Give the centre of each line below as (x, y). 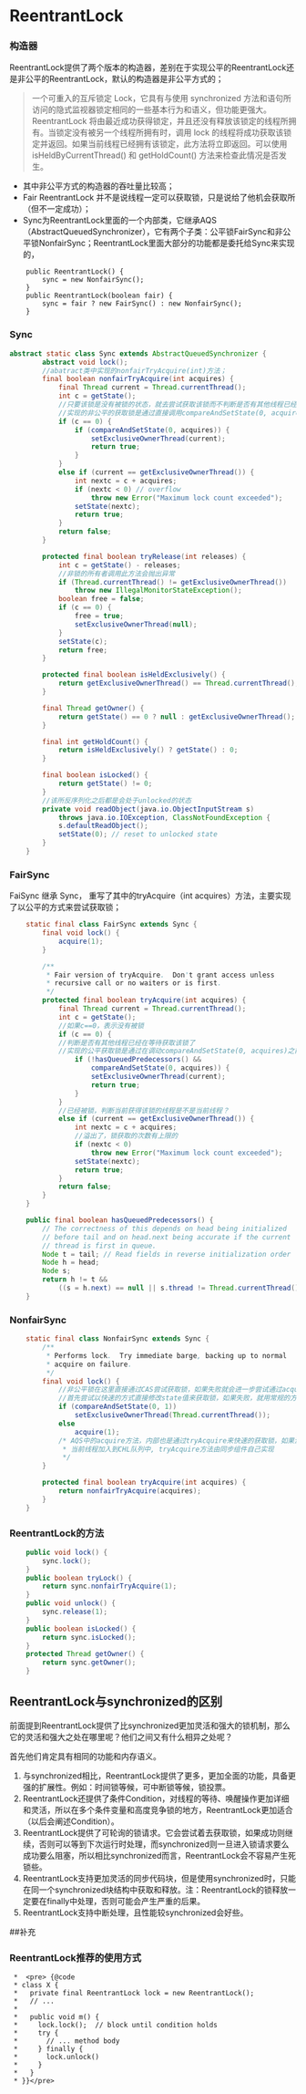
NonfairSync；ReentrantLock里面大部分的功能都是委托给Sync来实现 (167, 244)
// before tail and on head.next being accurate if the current (167, 1237)
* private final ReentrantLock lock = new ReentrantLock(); (134, 1994)
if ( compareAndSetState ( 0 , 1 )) (117, 1407)
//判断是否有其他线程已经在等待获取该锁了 (127, 1042)
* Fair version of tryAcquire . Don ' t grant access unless (160, 975)
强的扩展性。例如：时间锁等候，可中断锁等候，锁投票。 (126, 1787)
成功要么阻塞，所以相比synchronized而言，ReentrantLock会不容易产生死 (159, 1855)
